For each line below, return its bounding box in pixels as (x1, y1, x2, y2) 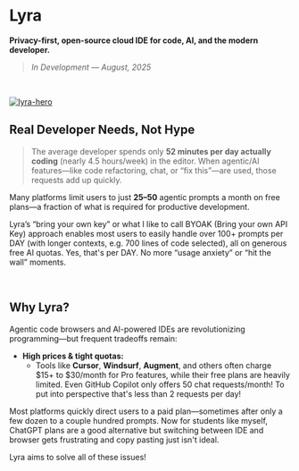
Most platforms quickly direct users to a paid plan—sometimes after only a (9, 406, 283, 416)
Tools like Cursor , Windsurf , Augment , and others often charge (35, 359, 272, 371)
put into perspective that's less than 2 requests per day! (35, 388, 242, 399)
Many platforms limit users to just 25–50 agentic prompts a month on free (9, 191, 281, 202)
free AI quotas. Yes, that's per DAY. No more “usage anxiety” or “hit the (9, 247, 272, 257)
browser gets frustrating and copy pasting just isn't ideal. (9, 434, 220, 445)
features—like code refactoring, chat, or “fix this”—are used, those (30, 164, 277, 175)
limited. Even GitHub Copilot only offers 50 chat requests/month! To (35, 379, 285, 390)
